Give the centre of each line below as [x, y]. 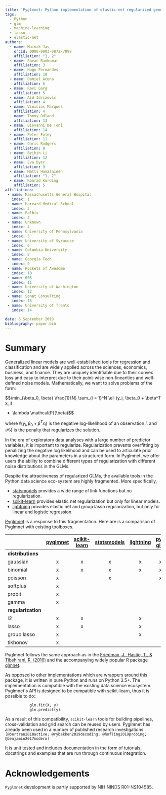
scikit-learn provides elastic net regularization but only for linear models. [86, 501]
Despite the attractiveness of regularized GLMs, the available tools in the [79, 476]
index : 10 [22, 273]
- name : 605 [20, 278]
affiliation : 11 [31, 139]
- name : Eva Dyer [27, 162]
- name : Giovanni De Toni [36, 125]
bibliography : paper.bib [31, 323]
